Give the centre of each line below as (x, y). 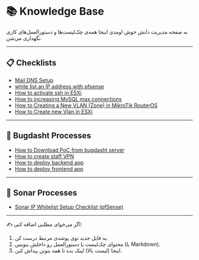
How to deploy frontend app (49, 168)
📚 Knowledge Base (55, 12)
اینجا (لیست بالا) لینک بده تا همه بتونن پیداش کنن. (68, 251)
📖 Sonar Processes (42, 193)
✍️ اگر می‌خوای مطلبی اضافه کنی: (44, 225)
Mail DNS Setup (34, 80)
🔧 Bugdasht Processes (49, 136)
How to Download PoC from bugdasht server (70, 150)
